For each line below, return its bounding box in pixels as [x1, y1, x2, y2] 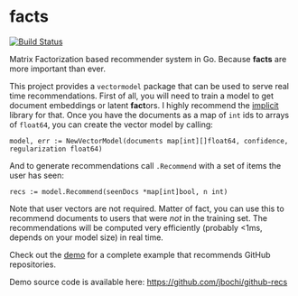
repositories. [9, 259, 57, 270]
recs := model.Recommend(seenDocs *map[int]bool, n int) [9, 187, 228, 196]
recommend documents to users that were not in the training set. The [9, 212, 268, 223]
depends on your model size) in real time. [9, 232, 164, 243]
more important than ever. [9, 63, 107, 74]
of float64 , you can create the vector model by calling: [9, 119, 214, 130]
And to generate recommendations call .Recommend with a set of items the [9, 160, 282, 171]
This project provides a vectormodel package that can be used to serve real [9, 80, 290, 91]
